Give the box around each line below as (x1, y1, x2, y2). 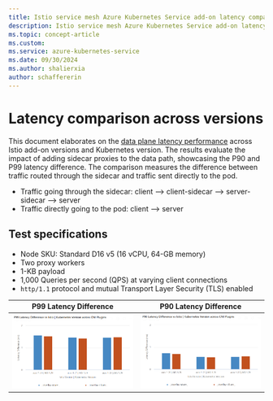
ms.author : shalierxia (8, 65, 85, 73)
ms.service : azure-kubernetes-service (8, 47, 140, 56)
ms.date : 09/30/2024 (8, 56, 79, 64)
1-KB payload (19, 266, 66, 276)
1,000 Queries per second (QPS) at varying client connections (19, 275, 227, 285)
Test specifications (8, 228, 108, 242)
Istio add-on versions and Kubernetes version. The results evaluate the (8, 145, 246, 155)
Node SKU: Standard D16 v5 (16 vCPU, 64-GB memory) (19, 249, 206, 259)
